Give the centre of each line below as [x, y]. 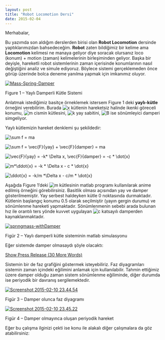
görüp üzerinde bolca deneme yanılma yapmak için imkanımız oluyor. [75, 74]
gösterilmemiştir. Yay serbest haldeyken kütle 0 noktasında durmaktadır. [79, 196]
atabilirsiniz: [17, 333]
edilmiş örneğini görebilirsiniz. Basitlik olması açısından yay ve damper [77, 190]
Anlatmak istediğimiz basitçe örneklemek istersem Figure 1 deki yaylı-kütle [82, 103]
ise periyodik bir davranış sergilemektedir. [48, 280]
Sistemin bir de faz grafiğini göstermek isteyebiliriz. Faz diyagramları [75, 264]
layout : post [19, 10]
